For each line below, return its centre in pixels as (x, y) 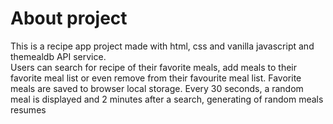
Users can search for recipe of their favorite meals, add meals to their (154, 67)
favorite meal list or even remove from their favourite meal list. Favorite (156, 78)
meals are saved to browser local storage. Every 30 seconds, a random (157, 88)
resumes (28, 109)
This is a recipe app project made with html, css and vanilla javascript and (162, 46)
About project (69, 18)
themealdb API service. (58, 56)
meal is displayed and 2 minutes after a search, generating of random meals (167, 99)
